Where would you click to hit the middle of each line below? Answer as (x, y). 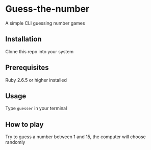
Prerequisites (27, 68)
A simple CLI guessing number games (45, 23)
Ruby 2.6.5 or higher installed (36, 80)
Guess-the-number (47, 9)
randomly (15, 142)
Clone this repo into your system (40, 51)
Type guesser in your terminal (36, 109)
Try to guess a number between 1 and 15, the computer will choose (76, 137)
